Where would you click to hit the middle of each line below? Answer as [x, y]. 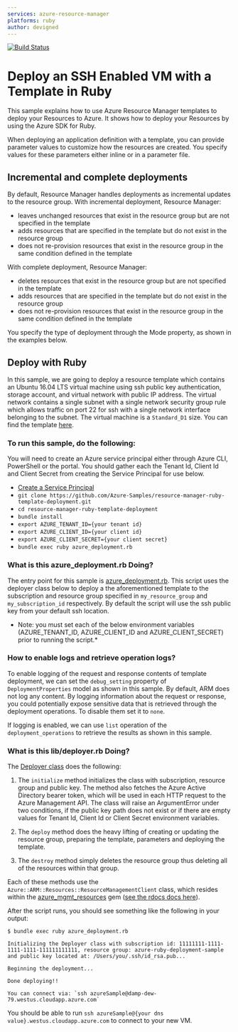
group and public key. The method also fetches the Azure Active [112, 788]
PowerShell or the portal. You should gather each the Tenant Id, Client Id [113, 466]
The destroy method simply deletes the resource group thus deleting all [122, 861]
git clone [32, 496]
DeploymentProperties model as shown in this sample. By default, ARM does [119, 688]
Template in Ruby [60, 91]
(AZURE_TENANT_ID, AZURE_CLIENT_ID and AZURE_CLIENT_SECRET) [120, 632]
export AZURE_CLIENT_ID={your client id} [80, 532]
